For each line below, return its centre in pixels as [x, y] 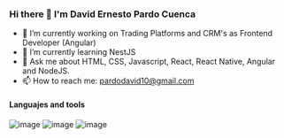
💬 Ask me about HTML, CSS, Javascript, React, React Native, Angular [149, 62]
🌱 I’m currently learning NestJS [79, 52]
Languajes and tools [47, 104]
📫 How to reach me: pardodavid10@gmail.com [108, 81]
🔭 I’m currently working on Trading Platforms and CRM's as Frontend [147, 34]
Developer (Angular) [59, 42]
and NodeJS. [46, 71]
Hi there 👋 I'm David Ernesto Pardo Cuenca [103, 14]
